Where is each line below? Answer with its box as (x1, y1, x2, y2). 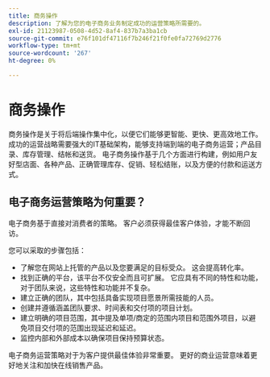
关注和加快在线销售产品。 (22, 360, 107, 370)
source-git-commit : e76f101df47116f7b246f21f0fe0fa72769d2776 (8, 34, 222, 43)
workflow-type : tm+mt (8, 42, 81, 50)
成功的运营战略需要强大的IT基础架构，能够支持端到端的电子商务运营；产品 (8, 139, 255, 149)
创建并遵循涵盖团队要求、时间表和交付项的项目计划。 (19, 303, 197, 313)
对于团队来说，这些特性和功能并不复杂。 (19, 283, 155, 292)
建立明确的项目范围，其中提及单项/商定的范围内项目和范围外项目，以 (19, 313, 249, 322)
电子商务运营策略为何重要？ (8, 195, 147, 209)
